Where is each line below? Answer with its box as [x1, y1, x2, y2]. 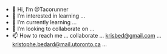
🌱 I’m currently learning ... [12, 19, 77, 25]
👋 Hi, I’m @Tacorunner [12, 6, 69, 13]
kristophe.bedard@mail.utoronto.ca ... [12, 41, 107, 48]
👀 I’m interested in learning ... [12, 12, 86, 19]
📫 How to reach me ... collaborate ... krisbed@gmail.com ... [12, 32, 162, 39]
